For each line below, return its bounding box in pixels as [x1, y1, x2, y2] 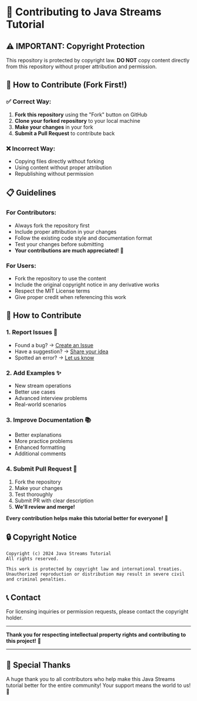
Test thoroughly [14, 491, 53, 498]
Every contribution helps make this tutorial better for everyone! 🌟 [6, 514, 168, 522]
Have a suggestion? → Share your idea [14, 348, 108, 355]
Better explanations [14, 431, 62, 438]
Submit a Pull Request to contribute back [14, 129, 116, 137]
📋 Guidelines [6, 188, 57, 198]
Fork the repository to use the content [14, 274, 107, 281]
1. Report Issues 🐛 [6, 328, 58, 337]
